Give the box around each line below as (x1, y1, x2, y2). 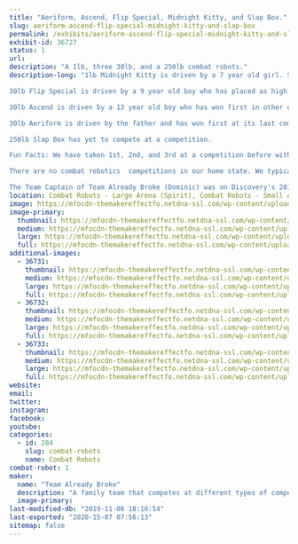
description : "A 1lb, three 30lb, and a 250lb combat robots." (9, 63, 248, 72)
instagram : (9, 406, 50, 414)
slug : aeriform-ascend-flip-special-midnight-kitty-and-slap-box (9, 21, 255, 30)
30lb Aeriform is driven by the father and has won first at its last (9, 119, 276, 128)
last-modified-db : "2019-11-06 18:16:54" (9, 505, 165, 514)
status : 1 (9, 46, 46, 55)
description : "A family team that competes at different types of (17, 488, 268, 497)
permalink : (9, 29, 50, 38)
